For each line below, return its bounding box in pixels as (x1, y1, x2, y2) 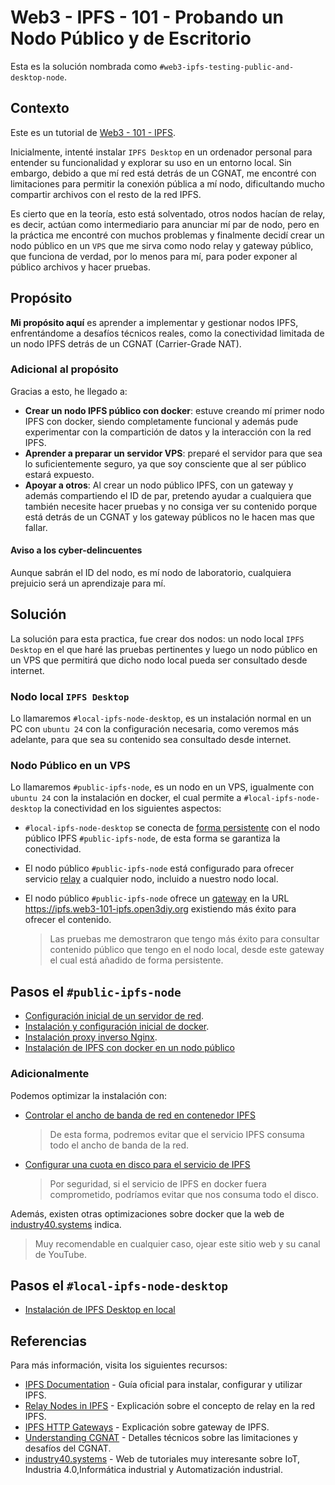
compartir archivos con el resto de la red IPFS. (10, 188, 202, 200)
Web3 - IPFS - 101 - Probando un (10, 6, 284, 29)
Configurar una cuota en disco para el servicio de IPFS (24, 1158, 251, 1170)
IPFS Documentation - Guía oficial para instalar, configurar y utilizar (24, 1379, 303, 1391)
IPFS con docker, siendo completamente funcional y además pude (24, 415, 299, 427)
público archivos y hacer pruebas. (10, 261, 152, 273)
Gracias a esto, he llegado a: (10, 385, 128, 397)
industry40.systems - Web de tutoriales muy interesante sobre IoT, (24, 1453, 301, 1465)
